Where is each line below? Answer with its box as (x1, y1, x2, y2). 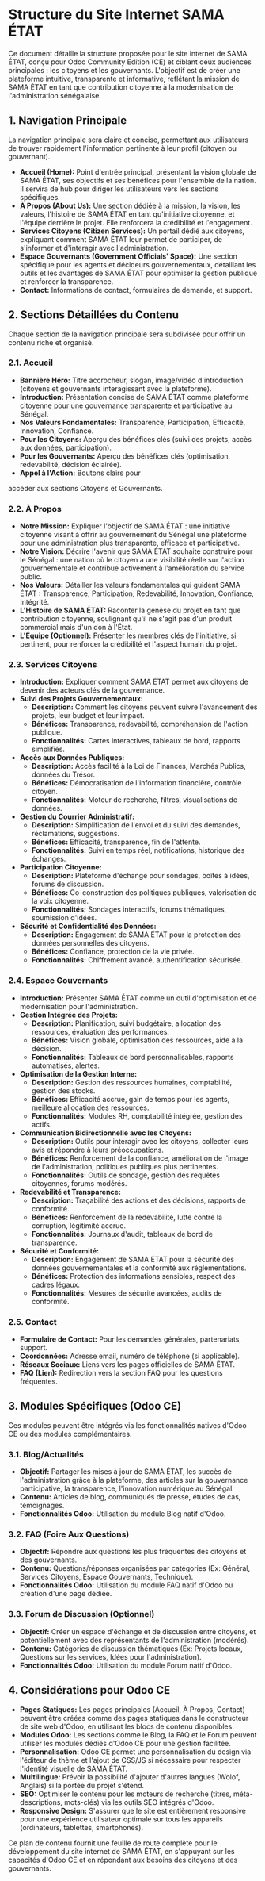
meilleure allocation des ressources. (31, 1103, 150, 1112)
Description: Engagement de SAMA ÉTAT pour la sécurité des (31, 1254, 235, 1264)
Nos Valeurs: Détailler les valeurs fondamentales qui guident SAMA (19, 581, 241, 590)
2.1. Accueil (8, 357, 54, 368)
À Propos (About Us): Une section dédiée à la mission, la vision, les (19, 201, 241, 210)
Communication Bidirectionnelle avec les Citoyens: (19, 1128, 192, 1138)
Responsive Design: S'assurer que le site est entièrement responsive (19, 1806, 247, 1815)
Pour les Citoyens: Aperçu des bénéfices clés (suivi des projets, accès (19, 434, 252, 443)
